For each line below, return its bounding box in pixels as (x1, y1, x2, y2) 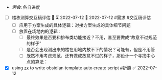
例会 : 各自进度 (11, 4, 40, 10)
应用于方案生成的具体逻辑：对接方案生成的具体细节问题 (19, 22, 131, 28)
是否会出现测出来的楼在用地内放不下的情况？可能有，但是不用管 (26, 47, 155, 53)
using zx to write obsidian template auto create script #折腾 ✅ (11, 65, 137, 71)
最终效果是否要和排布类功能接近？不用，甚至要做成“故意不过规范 (26, 35, 157, 40)
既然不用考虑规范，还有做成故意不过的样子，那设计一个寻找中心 (26, 53, 155, 59)
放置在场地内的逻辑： (19, 28, 62, 34)
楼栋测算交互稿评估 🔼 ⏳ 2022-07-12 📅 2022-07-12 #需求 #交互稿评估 (11, 15, 151, 20)
